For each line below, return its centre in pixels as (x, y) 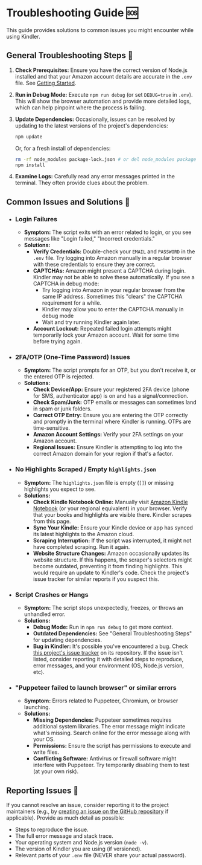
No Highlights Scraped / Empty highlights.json (86, 470)
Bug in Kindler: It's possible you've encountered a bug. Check (110, 646)
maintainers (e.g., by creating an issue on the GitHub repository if (87, 812)
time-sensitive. (52, 428)
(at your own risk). (56, 771)
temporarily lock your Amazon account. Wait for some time (106, 335)
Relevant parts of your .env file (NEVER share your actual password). (100, 855)
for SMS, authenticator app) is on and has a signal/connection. (111, 396)
